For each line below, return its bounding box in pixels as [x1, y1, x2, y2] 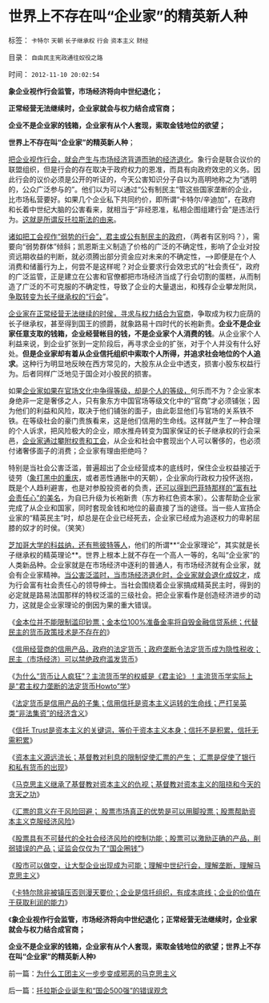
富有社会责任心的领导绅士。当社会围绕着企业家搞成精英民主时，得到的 [29, 580, 261, 590]
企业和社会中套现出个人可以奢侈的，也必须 [119, 436, 261, 445]
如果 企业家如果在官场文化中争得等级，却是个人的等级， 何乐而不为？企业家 [8, 385, 254, 395]
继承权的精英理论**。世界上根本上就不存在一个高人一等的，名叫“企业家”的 [14, 550, 260, 559]
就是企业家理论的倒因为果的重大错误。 [29, 600, 156, 610]
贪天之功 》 [8, 789, 44, 799]
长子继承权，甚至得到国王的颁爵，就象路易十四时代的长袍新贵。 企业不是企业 [8, 318, 261, 328]
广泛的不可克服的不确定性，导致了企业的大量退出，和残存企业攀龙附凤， [22, 281, 261, 291]
